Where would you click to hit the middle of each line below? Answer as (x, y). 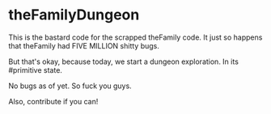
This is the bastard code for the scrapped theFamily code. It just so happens (135, 37)
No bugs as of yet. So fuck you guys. (70, 86)
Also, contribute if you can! (53, 101)
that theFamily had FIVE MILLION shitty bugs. (84, 45)
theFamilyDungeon (74, 15)
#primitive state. (36, 70)
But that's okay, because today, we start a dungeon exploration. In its (123, 61)
